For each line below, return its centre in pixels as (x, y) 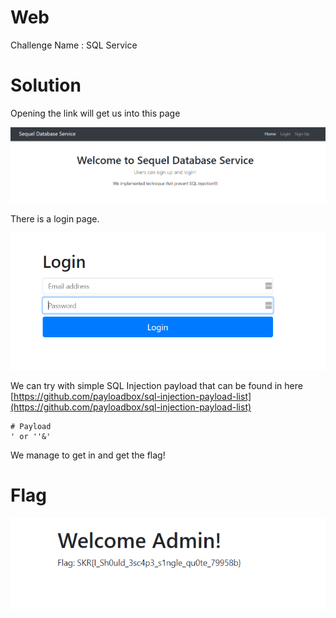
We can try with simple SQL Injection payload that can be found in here (156, 386)
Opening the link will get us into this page (95, 113)
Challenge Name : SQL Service (74, 45)
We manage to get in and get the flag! (88, 455)
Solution (46, 85)
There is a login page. (55, 219)
